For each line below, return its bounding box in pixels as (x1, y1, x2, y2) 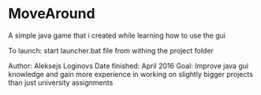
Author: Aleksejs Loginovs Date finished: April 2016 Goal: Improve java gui (8, 60, 249, 71)
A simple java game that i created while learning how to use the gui (8, 31, 226, 40)
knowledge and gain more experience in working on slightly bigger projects (8, 69, 254, 79)
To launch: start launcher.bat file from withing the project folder (8, 46, 214, 55)
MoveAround (8, 5, 96, 23)
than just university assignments (8, 78, 114, 87)
